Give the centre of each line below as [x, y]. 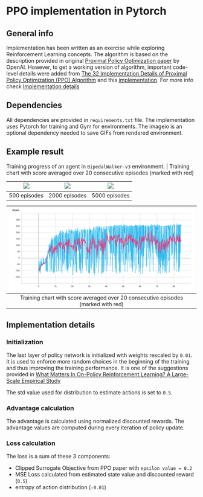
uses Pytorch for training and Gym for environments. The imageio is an [94, 126]
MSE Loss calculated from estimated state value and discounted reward [105, 475]
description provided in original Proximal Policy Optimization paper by [93, 61]
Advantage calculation [40, 408]
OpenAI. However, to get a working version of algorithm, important [89, 67]
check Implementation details [43, 86]
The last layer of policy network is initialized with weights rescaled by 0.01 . [99, 355]
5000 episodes [111, 196]
